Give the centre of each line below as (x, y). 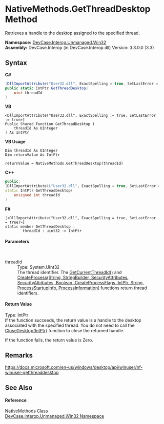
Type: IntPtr (17, 315)
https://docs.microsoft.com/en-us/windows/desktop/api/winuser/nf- (74, 367)
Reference (16, 400)
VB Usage (15, 142)
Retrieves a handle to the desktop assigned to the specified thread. (72, 33)
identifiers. (28, 293)
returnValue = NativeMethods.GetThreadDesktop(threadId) (64, 164)
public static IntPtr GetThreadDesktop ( (47, 88)
